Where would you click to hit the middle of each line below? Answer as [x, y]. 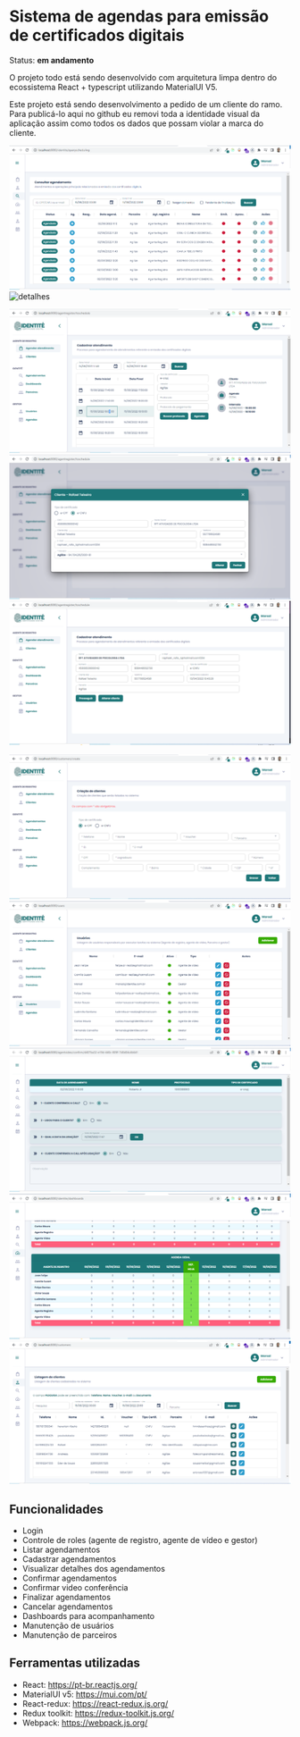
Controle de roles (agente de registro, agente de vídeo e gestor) [140, 1540]
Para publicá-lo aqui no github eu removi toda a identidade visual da [135, 113]
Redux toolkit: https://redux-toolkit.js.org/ [98, 1713]
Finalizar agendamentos [67, 1598]
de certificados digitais [97, 35]
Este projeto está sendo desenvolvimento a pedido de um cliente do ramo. [146, 104]
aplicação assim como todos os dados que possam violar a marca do [137, 123]
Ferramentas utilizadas [75, 1663]
